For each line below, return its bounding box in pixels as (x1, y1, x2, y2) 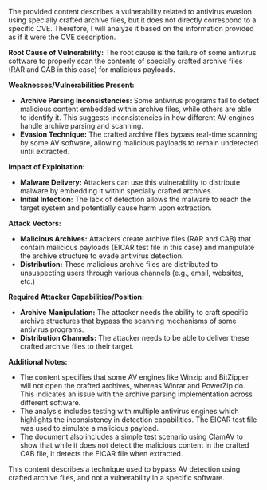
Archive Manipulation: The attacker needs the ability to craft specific (19, 308, 249, 317)
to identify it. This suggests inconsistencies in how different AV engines (19, 113, 255, 122)
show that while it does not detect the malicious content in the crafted (19, 440, 249, 450)
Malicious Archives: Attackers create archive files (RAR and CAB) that (19, 234, 252, 243)
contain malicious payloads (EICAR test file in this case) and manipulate (19, 243, 255, 252)
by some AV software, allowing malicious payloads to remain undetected (19, 138, 259, 147)
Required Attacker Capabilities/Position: (8, 292, 145, 301)
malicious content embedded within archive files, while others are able (19, 104, 252, 114)
